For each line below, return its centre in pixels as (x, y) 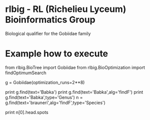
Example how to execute (57, 54)
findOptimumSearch (26, 73)
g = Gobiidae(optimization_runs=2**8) (45, 82)
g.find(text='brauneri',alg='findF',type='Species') (55, 103)
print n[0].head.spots (27, 112)
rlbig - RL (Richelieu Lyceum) (66, 9)
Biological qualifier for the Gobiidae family (48, 33)
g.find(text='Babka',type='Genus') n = (44, 97)
